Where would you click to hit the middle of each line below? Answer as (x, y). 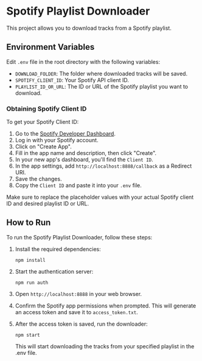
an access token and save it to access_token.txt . (76, 312)
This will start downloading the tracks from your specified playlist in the (105, 346)
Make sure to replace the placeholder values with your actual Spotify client (100, 197)
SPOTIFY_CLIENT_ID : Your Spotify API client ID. (72, 80)
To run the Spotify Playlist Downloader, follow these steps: (79, 237)
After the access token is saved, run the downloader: (81, 324)
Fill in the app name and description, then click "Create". (86, 153)
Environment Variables (50, 47)
